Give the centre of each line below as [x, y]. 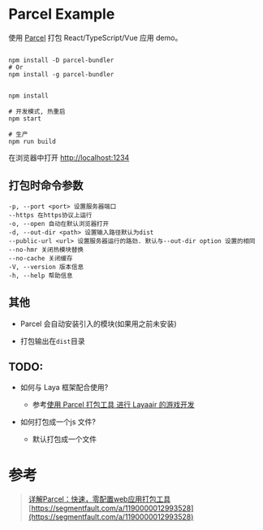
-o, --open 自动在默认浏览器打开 [59, 224]
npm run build [32, 141]
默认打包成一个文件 [65, 439]
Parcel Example [62, 14]
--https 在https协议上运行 [50, 215]
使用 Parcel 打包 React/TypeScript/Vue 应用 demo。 [95, 37]
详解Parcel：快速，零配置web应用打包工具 [99, 499]
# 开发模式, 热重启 [37, 111]
